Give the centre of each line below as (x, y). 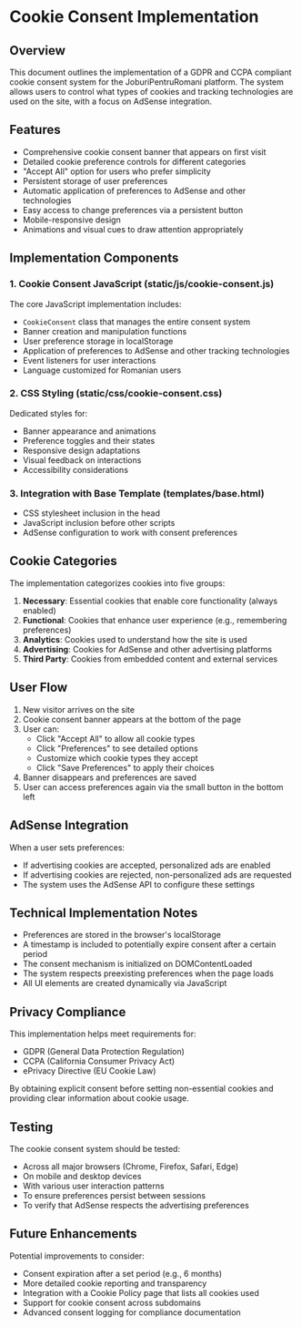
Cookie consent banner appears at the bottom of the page (131, 719)
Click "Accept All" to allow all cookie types (116, 738)
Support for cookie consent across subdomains (112, 1302)
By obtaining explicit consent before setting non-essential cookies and (141, 1089)
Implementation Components (94, 258)
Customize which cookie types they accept (117, 757)
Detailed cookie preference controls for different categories (134, 161)
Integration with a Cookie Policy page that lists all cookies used (141, 1292)
